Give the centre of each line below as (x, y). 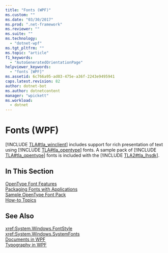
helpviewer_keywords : (28, 67)
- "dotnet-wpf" (26, 43)
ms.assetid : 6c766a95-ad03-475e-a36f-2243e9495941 (60, 77)
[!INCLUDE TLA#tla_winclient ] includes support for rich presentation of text (84, 145)
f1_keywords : (19, 57)
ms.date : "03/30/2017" (29, 19)
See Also (20, 216)
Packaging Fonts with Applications (41, 189)
